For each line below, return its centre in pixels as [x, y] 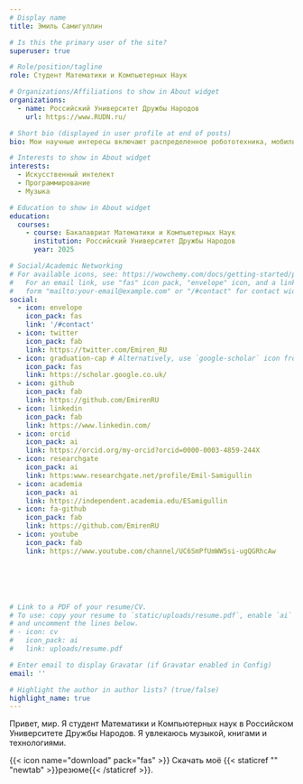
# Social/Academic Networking [66, 266]
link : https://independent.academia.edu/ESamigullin [127, 501]
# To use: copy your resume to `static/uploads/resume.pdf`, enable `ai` [151, 615]
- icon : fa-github [52, 509]
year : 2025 [54, 250]
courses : [34, 225]
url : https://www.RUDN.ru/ [76, 117]
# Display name [38, 18]
